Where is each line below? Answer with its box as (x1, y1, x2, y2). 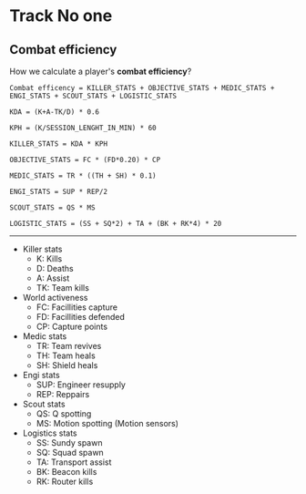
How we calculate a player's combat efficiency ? (9, 66, 192, 77)
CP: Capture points (36, 321, 107, 332)
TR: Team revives (36, 341, 102, 351)
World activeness (22, 293, 88, 303)
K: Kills (36, 253, 63, 264)
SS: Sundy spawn (36, 437, 103, 448)
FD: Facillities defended (36, 312, 125, 322)
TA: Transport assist (36, 457, 112, 468)
